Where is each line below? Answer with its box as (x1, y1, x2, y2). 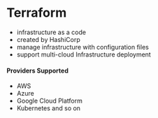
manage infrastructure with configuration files (16, 43, 150, 51)
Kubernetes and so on (16, 104, 81, 112)
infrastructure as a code (16, 28, 87, 36)
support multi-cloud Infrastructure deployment (16, 50, 151, 59)
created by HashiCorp (16, 35, 81, 43)
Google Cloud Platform (16, 96, 83, 105)
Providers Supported (6, 66, 69, 75)
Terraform (6, 5, 67, 21)
